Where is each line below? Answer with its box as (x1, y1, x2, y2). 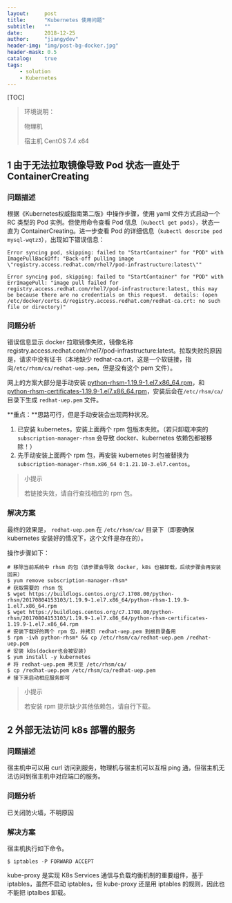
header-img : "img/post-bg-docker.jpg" (7, 42, 119, 49)
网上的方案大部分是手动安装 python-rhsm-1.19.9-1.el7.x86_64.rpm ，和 (7, 378, 205, 387)
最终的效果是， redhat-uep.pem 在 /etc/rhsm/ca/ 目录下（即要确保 (7, 525, 195, 533)
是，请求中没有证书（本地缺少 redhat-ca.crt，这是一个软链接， (7, 355, 186, 364)
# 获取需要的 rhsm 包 (7, 584, 64, 591)
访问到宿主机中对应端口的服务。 (12, 772, 104, 781)
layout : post (7, 10, 57, 17)
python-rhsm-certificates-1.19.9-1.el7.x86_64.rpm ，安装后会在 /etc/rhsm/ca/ (7, 387, 224, 395)
